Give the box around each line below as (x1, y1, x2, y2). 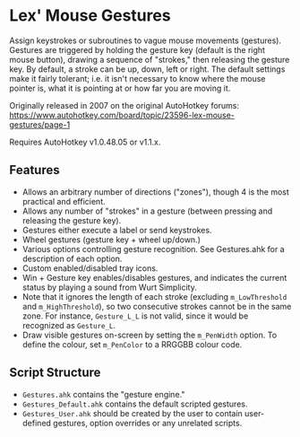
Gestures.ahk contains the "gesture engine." (21, 389, 185, 399)
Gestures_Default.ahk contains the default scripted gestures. (21, 398, 248, 409)
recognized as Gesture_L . (21, 319, 116, 330)
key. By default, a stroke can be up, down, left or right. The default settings (9, 64, 286, 74)
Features (9, 162, 60, 178)
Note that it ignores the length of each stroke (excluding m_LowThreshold (21, 291, 287, 302)
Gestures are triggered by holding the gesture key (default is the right (9, 44, 266, 55)
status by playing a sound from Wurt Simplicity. (21, 282, 197, 293)
